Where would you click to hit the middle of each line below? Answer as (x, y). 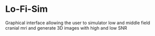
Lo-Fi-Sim (26, 9)
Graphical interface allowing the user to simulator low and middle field (78, 23)
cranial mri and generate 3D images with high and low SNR (66, 28)
